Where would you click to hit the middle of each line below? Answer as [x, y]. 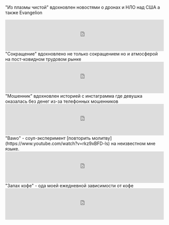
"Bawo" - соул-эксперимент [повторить [48, 138]
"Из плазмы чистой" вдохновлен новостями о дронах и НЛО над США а [82, 7]
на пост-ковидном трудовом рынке [43, 59]
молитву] [102, 138]
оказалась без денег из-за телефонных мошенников [62, 101]
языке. [12, 149]
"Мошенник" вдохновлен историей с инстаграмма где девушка [74, 96]
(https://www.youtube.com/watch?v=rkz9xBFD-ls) [58, 143]
